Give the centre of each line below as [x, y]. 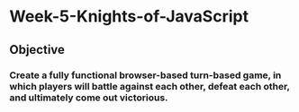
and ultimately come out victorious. [89, 98]
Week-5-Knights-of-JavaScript [129, 17]
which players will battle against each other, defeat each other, [149, 86]
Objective [37, 50]
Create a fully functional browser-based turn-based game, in [145, 75]
